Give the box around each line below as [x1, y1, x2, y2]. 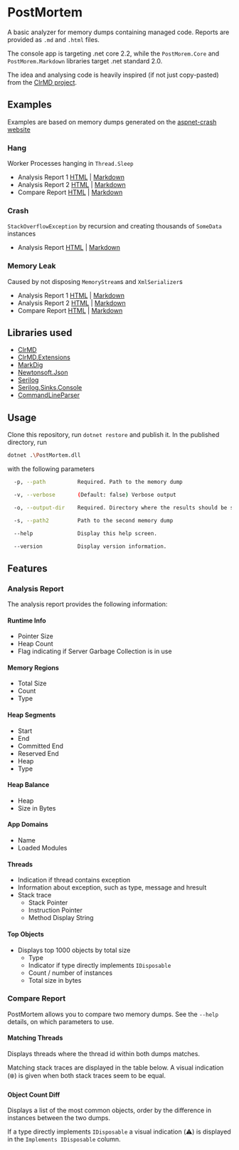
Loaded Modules [17, 844, 68, 853]
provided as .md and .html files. [7, 35, 100, 43]
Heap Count [17, 640, 53, 648]
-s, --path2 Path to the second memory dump [14, 517, 174, 524]
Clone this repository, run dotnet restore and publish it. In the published [7, 431, 220, 439]
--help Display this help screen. [14, 529, 158, 537]
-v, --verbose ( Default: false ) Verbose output [14, 492, 176, 499]
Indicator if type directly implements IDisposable [28, 961, 171, 969]
